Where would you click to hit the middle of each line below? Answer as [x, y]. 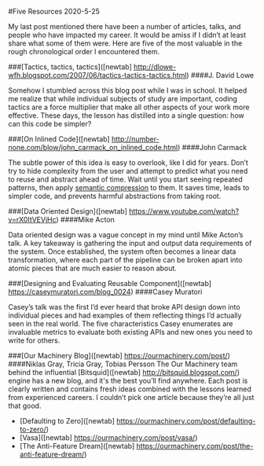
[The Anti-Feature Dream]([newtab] [77, 446]
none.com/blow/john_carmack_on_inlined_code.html [93, 147]
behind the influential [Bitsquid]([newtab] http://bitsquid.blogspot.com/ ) [124, 372]
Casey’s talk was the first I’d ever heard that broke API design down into [125, 307]
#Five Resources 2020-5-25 [54, 11]
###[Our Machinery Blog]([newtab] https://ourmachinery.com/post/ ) [119, 356]
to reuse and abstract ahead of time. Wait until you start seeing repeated [125, 179]
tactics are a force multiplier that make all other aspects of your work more [129, 107]
